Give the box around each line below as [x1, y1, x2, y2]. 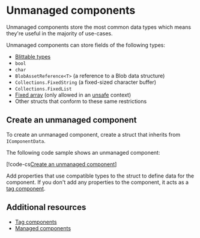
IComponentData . [6, 137, 46, 144]
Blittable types [14, 53, 51, 60]
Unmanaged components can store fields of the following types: [6, 41, 165, 49]
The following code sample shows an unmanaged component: [6, 149, 160, 156]
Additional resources [6, 202, 86, 213]
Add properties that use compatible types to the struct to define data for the [6, 172, 194, 179]
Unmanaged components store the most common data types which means [6, 23, 191, 31]
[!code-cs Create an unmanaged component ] [6, 160, 117, 168]
